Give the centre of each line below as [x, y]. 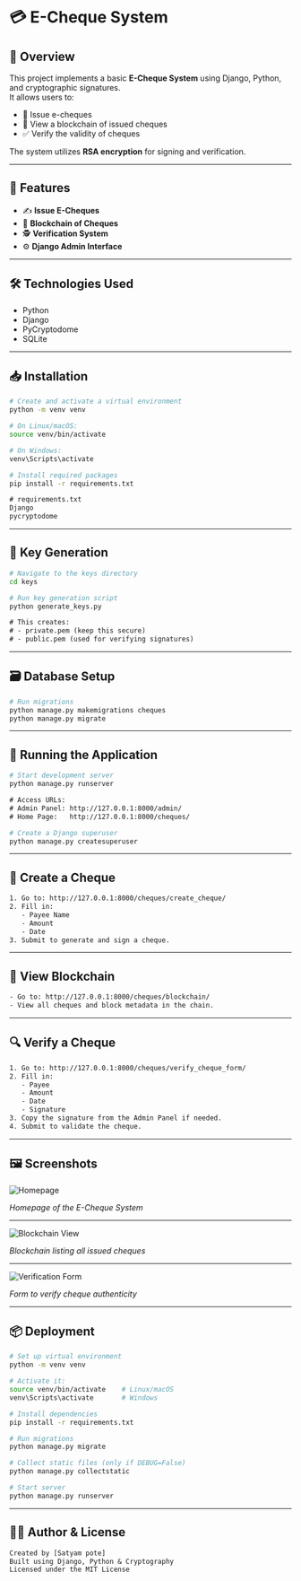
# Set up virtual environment [66, 1357]
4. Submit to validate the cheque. [76, 1126]
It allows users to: [42, 97]
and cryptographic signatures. [65, 87]
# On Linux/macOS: [43, 426]
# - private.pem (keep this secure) [77, 631]
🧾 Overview [42, 56]
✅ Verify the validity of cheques [81, 134]
